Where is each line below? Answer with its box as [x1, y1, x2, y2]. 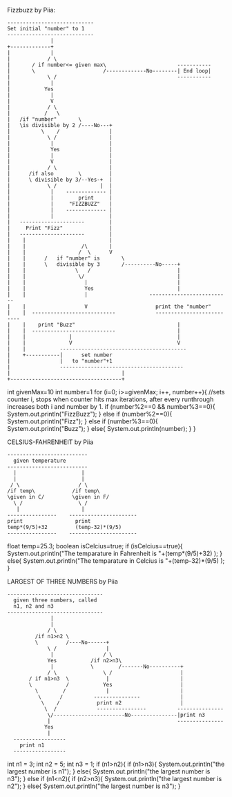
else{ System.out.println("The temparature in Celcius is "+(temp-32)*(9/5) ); [7, 557, 225, 565]
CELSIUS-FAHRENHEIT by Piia [7, 438, 94, 446]
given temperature [13, 457, 67, 464]
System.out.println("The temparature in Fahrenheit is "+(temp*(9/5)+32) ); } [7, 549, 223, 557]
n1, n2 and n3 [13, 603, 54, 610]
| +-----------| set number [7, 352, 113, 358]
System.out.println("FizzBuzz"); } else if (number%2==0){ [7, 410, 173, 418]
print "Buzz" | [37, 321, 181, 328]
